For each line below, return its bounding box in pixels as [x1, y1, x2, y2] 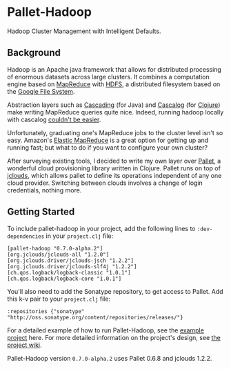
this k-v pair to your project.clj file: [7, 295, 111, 303]
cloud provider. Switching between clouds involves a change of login [7, 179, 203, 187]
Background [7, 47, 61, 59]
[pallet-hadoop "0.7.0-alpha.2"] [7, 245, 103, 252]
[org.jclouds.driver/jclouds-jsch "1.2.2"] [7, 257, 134, 264]
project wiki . [7, 341, 43, 349]
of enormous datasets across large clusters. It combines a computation [7, 72, 210, 81]
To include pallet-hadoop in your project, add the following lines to [7, 224, 196, 232]
